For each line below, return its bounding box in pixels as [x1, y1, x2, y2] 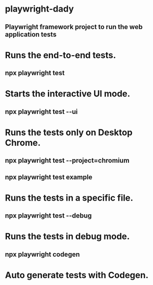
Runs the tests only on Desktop [5, 127, 133, 138]
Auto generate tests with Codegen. [5, 270, 149, 281]
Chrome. [5, 137, 41, 148]
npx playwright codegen [5, 250, 80, 258]
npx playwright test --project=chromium [5, 157, 129, 165]
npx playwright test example [5, 173, 93, 181]
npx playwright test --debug [5, 212, 92, 220]
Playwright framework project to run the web [5, 23, 143, 31]
